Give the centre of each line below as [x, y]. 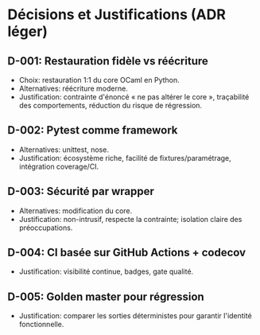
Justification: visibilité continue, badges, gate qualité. [106, 271]
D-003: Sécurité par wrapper [81, 191]
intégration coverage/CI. [59, 166]
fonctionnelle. [41, 325]
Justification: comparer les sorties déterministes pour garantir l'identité [135, 316]
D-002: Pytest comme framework [93, 130]
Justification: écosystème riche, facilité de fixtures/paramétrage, [125, 158]
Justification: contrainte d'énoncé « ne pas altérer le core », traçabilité [134, 97]
